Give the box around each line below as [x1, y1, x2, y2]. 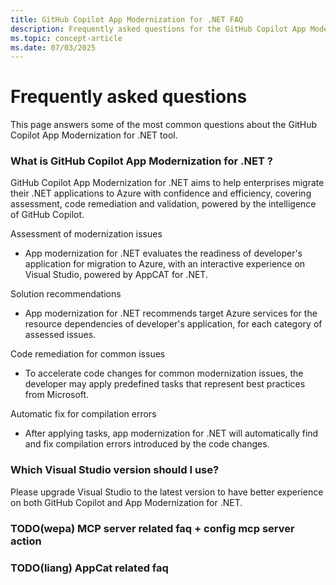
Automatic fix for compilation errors [10, 408, 157, 420]
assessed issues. [24, 329, 97, 341]
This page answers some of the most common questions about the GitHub [10, 119, 318, 131]
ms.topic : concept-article [10, 33, 123, 43]
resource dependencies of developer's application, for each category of [24, 318, 323, 330]
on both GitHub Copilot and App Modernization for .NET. [10, 496, 243, 508]
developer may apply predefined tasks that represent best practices [24, 378, 306, 390]
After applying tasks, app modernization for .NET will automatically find [24, 427, 319, 440]
